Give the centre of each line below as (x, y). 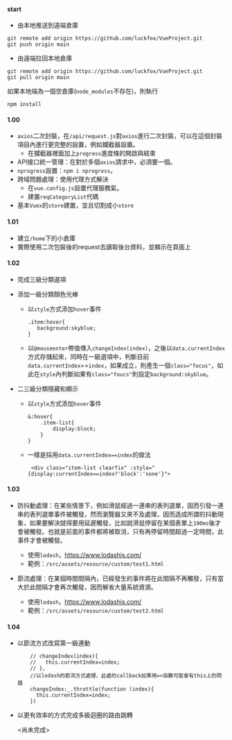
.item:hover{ (46, 322)
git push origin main (38, 44)
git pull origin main (38, 78)
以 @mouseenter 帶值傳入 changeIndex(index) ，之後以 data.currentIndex (126, 348)
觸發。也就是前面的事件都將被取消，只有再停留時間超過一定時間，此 (126, 532)
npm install (24, 104)
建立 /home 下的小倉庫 (46, 238)
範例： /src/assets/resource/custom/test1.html (96, 564)
